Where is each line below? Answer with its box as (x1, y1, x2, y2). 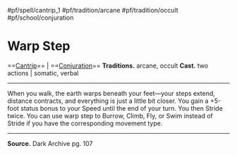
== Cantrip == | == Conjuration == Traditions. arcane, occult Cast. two (7, 61, 209, 70)
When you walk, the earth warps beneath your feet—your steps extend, (7, 89, 215, 97)
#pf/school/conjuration (7, 13, 74, 22)
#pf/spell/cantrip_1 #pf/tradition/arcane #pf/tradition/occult (7, 6, 178, 14)
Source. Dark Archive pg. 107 (7, 139, 93, 147)
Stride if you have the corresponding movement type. (7, 119, 163, 128)
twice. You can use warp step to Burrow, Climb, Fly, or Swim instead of (7, 111, 214, 120)
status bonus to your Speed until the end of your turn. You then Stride (20, 104, 224, 112)
